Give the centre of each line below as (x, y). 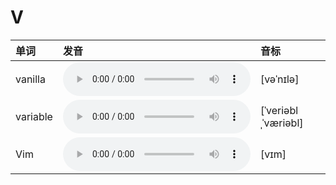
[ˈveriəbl (279, 110)
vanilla (30, 79)
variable (34, 116)
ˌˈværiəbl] (281, 123)
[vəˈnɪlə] (279, 79)
